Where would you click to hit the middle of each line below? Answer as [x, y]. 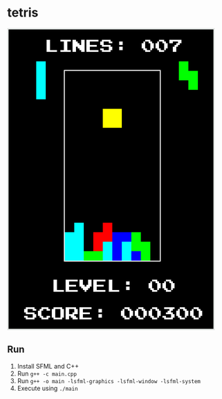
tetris [23, 13]
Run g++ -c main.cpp [47, 373]
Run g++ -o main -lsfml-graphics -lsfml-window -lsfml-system [109, 380]
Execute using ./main [47, 388]
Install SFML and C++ [48, 366]
